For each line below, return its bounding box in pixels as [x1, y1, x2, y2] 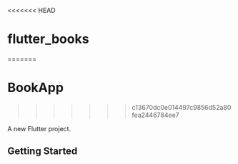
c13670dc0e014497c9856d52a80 [132, 103, 232, 111]
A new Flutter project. [7, 124, 71, 133]
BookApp [7, 80, 64, 96]
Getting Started [7, 145, 78, 158]
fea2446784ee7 [132, 111, 180, 119]
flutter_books [7, 31, 89, 47]
